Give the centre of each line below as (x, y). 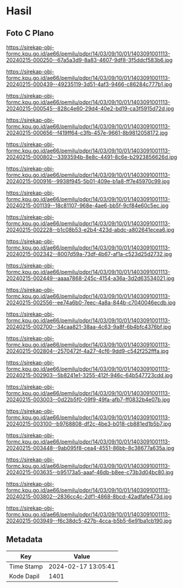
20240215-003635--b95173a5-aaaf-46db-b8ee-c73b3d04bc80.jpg (90, 472)
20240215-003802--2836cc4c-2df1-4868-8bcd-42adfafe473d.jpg (89, 496)
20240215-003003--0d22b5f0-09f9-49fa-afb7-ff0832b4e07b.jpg (88, 399)
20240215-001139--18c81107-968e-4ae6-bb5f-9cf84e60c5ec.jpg (87, 205)
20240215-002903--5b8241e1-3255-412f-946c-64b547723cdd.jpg (89, 375)
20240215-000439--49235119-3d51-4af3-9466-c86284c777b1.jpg (89, 84)
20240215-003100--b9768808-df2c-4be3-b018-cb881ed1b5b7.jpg (89, 424)
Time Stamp (26, 567)
